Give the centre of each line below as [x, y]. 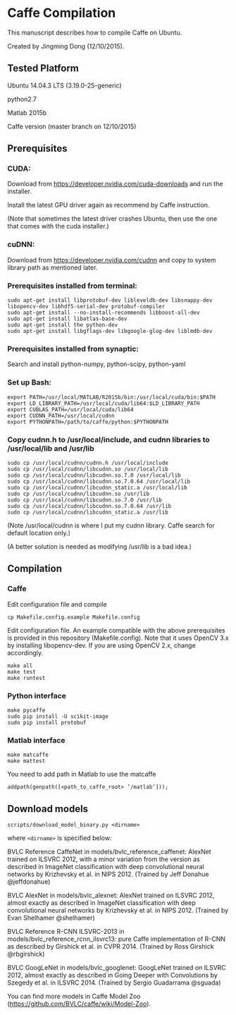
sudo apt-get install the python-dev [63, 325]
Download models [48, 809]
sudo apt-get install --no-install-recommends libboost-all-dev [104, 313]
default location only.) [39, 533]
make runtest [26, 678]
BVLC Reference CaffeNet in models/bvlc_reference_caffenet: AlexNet [109, 852]
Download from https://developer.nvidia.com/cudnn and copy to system [112, 260]
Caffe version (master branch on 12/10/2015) [72, 126]
